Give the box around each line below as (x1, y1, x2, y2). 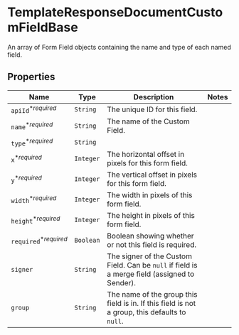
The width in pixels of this (106, 190, 193, 200)
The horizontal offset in (106, 150, 185, 160)
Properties (7, 71, 55, 83)
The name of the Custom (106, 116, 190, 126)
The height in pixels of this (106, 211, 196, 221)
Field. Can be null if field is (106, 260, 198, 270)
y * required (11, 174, 43, 185)
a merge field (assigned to (106, 269, 195, 279)
